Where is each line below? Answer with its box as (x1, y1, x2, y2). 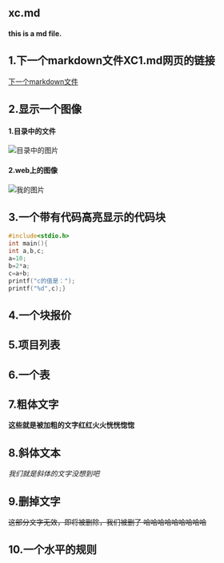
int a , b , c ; (8, 247, 45, 255)
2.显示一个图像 (8, 103, 82, 116)
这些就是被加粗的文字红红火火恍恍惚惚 (8, 420, 134, 430)
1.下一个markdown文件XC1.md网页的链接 (8, 54, 216, 67)
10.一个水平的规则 (8, 543, 98, 557)
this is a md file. (8, 28, 62, 38)
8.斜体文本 (8, 446, 62, 460)
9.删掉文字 (8, 494, 62, 508)
